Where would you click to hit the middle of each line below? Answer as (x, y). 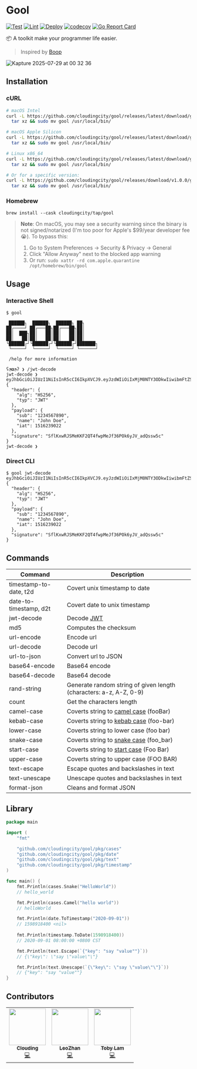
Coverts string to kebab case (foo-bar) (120, 721)
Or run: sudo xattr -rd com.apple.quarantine (84, 260)
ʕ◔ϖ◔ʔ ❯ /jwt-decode (31, 370)
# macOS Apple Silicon (34, 132)
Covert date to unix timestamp (108, 605)
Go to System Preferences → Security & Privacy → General (100, 248)
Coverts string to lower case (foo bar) (118, 730)
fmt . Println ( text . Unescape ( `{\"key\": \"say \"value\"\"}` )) (93, 967)
